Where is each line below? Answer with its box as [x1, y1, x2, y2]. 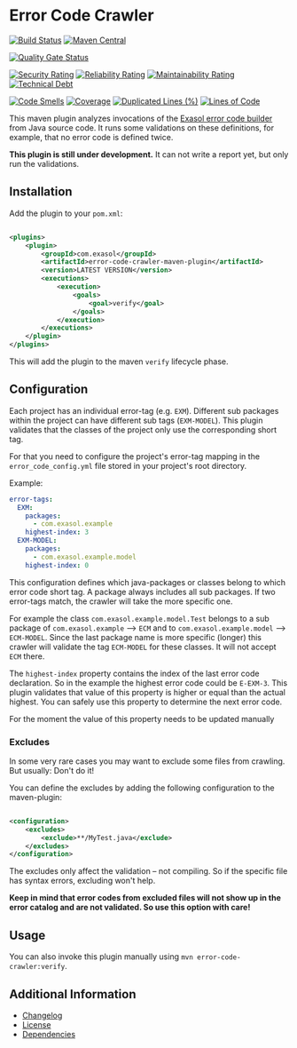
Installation [9, 184, 73, 200]
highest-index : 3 [25, 528, 90, 537]
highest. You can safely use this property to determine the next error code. [9, 696, 283, 707]
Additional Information [9, 987, 137, 1002]
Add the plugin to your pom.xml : [9, 208, 123, 218]
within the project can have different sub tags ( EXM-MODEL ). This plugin [9, 415, 263, 425]
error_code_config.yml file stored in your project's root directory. [9, 460, 247, 471]
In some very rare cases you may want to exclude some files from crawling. [9, 756, 285, 766]
